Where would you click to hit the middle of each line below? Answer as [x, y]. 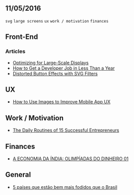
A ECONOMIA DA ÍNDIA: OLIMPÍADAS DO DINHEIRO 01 [71, 159]
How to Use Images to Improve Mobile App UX [61, 102]
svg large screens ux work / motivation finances [57, 21]
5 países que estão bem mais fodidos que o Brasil [65, 187]
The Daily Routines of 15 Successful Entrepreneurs [66, 131]
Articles [15, 52]
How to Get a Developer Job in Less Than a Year [64, 68]
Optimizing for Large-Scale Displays [51, 62]
